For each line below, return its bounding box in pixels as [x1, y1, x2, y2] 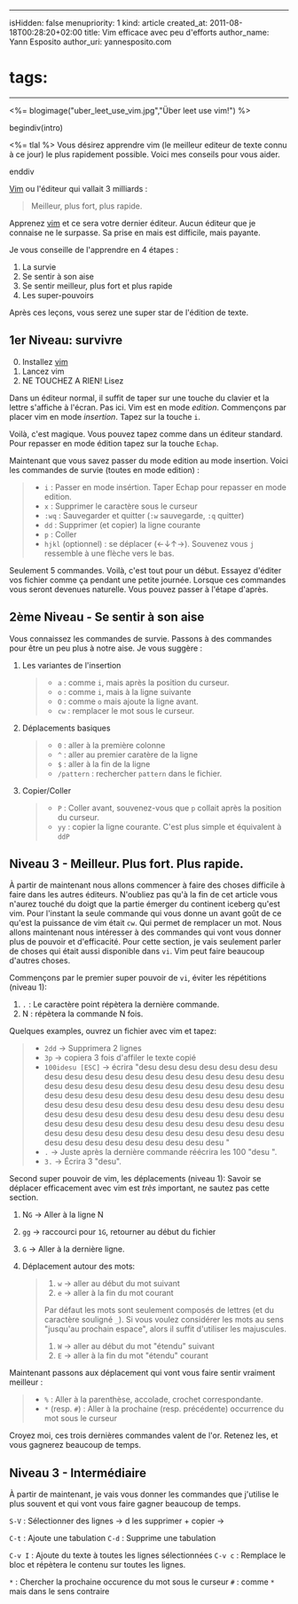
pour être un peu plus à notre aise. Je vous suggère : [9, 643, 203, 653]
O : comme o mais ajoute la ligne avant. [57, 696, 200, 707]
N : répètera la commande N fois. [21, 1008, 144, 1019]
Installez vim [21, 356, 68, 367]
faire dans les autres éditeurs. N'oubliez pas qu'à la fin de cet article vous [9, 889, 278, 900]
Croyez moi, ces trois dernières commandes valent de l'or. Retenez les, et [9, 1430, 278, 1441]
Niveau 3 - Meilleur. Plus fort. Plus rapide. [9, 856, 244, 871]
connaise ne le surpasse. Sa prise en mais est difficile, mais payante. [9, 227, 261, 238]
